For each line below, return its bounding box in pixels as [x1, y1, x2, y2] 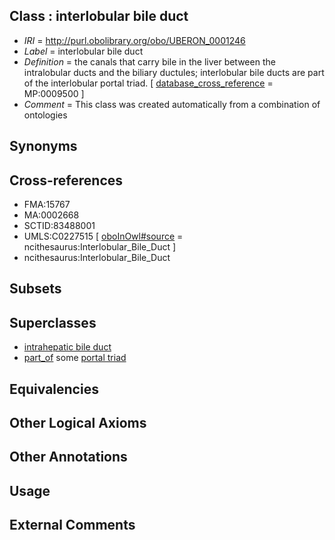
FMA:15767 [23, 199, 71, 211]
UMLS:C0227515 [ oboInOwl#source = [23, 230, 184, 243]
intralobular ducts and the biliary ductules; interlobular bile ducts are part [23, 66, 325, 78]
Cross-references [9, 172, 124, 189]
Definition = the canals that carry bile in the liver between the [23, 55, 276, 68]
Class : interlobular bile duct [9, 8, 189, 25]
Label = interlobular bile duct [23, 45, 144, 57]
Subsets [9, 280, 62, 298]
